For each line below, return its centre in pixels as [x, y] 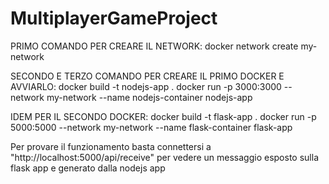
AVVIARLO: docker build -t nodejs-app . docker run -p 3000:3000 [146, 86]
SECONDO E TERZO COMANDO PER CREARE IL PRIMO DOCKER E [147, 76]
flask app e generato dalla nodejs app [88, 168]
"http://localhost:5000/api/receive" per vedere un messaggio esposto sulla [164, 157]
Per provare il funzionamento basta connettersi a [111, 146]
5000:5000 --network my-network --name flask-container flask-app [151, 127]
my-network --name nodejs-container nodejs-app [149, 97]
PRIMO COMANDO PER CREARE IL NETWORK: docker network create [154, 46]
